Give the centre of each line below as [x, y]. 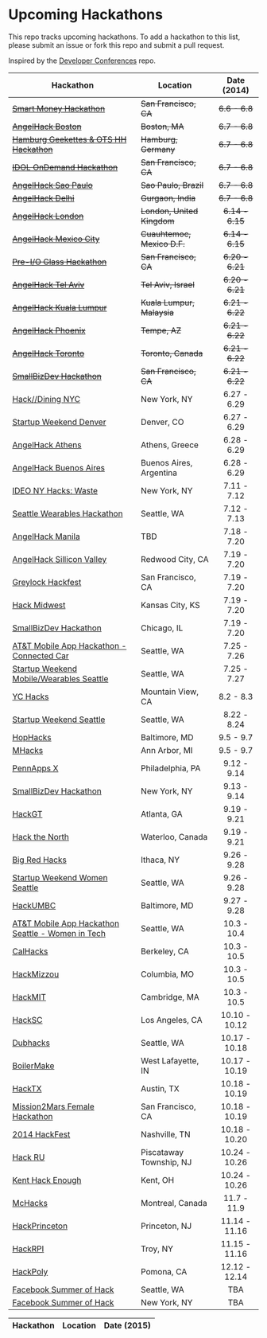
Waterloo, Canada [174, 837]
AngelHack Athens [47, 445]
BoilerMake [33, 1066]
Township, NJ [166, 1162]
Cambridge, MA [170, 997]
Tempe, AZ [161, 330]
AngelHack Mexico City [56, 239]
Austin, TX [160, 1088]
